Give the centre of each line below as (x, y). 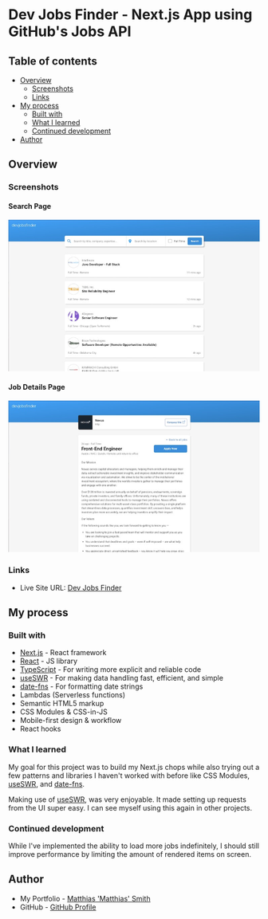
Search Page (30, 206)
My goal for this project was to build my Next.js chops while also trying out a (134, 767)
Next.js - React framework (63, 653)
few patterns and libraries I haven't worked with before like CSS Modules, (129, 776)
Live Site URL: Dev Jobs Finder (71, 587)
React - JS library (49, 661)
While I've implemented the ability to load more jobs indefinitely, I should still (134, 846)
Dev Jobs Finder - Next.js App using (130, 15)
